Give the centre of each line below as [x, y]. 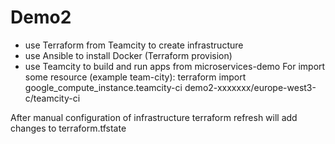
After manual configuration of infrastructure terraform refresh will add [154, 117]
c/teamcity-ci [52, 98]
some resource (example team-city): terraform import [135, 77]
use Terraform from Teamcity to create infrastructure [134, 45]
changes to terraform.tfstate [68, 128]
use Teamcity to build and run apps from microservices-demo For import [175, 66]
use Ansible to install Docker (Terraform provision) [128, 55]
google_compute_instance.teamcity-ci [103, 87]
